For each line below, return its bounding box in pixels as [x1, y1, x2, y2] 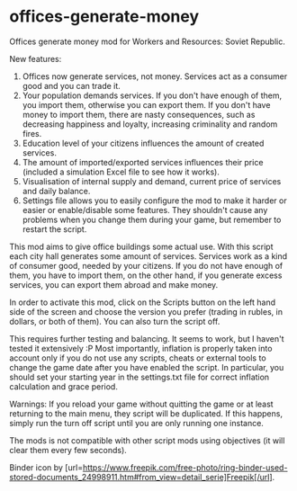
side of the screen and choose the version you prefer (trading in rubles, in [9, 306, 283, 317]
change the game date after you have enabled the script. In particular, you [9, 362, 284, 372]
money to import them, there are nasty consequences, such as [22, 109, 256, 120]
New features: [9, 53, 62, 64]
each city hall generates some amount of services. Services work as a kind [9, 250, 288, 262]
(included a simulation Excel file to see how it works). [22, 166, 220, 177]
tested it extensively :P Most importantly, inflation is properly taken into [9, 343, 273, 353]
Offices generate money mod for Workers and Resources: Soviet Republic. [9, 36, 285, 47]
